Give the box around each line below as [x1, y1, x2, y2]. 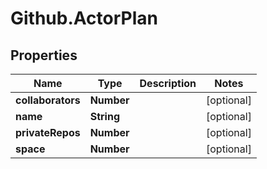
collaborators [15, 93, 81, 107]
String [89, 110, 120, 123]
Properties [10, 47, 78, 64]
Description [139, 77, 197, 90]
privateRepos [15, 126, 81, 139]
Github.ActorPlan [10, 7, 158, 30]
